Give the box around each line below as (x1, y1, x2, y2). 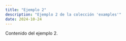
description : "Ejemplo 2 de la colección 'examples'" (5, 12, 122, 17)
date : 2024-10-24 (5, 16, 42, 21)
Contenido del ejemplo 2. (5, 30, 58, 36)
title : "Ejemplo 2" (5, 7, 47, 12)
